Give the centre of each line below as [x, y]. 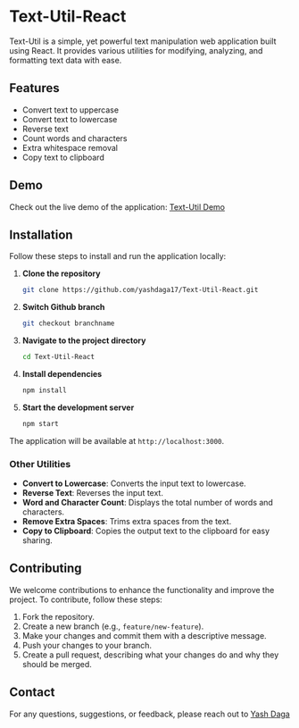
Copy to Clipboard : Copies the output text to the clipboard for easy [146, 531]
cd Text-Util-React [58, 357]
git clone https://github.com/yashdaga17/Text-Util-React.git [140, 290]
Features [34, 88]
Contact [32, 693]
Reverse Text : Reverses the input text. [92, 493]
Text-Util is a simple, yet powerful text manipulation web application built [143, 41]
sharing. [37, 540]
